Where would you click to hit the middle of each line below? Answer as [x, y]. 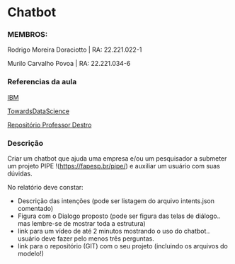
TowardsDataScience [38, 111]
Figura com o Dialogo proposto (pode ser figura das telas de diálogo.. [119, 216]
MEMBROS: [28, 35]
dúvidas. [20, 173]
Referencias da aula [42, 82]
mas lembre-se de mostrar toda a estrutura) [82, 224]
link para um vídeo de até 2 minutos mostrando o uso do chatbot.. [114, 231]
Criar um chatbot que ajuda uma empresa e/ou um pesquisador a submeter [117, 159]
